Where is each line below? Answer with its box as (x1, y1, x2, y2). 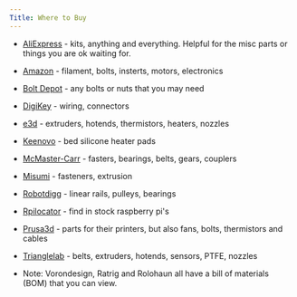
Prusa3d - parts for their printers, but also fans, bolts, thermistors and (22, 223, 283, 234)
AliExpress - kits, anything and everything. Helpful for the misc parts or (22, 38, 288, 49)
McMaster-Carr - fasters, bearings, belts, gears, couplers (22, 153, 237, 164)
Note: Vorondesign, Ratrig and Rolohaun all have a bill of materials (22, 268, 270, 279)
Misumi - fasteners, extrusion (22, 170, 133, 181)
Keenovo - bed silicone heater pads (22, 135, 157, 146)
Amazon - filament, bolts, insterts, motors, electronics (22, 65, 224, 76)
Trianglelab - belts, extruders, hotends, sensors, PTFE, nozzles (22, 250, 258, 261)
